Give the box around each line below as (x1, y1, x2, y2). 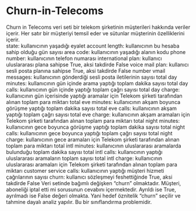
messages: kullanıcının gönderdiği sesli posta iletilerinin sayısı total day (6, 73, 177, 81)
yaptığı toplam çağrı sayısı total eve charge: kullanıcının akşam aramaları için (6, 110, 190, 118)
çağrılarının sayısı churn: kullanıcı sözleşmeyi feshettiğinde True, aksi (6, 173, 173, 180)
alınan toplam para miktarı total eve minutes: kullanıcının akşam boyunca (6, 98, 181, 105)
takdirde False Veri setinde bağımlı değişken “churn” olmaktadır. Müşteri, (6, 179, 181, 186)
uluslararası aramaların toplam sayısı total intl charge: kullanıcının (6, 155, 163, 162)
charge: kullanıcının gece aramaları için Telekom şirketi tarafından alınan (6, 136, 180, 143)
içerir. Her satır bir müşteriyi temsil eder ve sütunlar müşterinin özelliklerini (6, 29, 185, 36)
